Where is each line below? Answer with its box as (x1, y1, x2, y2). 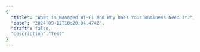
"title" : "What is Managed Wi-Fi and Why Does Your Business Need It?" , (11, 14, 196, 20)
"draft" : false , (11, 25, 51, 32)
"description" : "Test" (11, 31, 65, 37)
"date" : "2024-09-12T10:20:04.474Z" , (11, 20, 105, 26)
